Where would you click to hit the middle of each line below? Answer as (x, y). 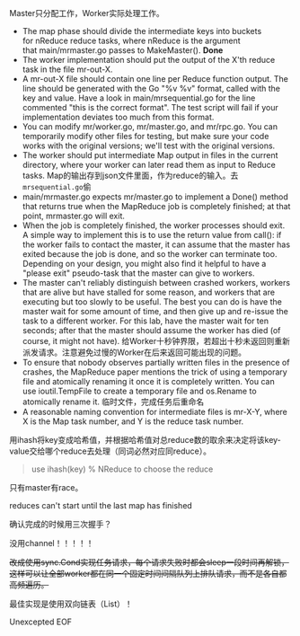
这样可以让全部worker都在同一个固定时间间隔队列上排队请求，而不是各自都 (148, 574)
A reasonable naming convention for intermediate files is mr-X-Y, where (154, 412)
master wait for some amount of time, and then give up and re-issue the (155, 311)
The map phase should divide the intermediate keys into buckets (142, 31)
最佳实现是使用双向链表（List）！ (71, 604)
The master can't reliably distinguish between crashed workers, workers (156, 283)
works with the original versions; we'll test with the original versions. (149, 146)
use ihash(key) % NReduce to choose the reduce (122, 469)
